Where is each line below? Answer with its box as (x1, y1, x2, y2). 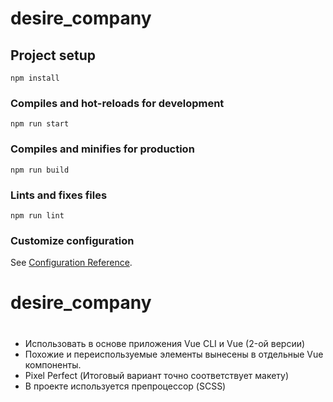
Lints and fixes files (10, 188, 108, 202)
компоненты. (24, 358, 82, 371)
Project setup (10, 47, 97, 64)
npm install (10, 73, 60, 83)
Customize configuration (10, 233, 135, 247)
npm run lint (10, 210, 65, 221)
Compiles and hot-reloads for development (10, 96, 225, 110)
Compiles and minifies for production (10, 142, 195, 156)
